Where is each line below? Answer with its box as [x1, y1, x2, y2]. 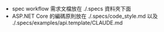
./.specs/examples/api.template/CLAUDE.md [11, 20, 123, 26]
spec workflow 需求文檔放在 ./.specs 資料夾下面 [11, 5, 131, 12]
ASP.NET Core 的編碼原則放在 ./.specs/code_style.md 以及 [11, 12, 158, 20]
